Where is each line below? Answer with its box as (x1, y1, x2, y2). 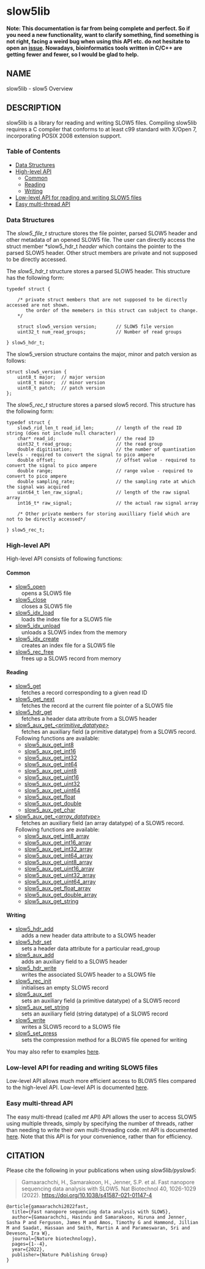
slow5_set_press (15, 1030, 58, 1037)
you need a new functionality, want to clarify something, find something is (6, 31, 199, 38)
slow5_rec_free (15, 648, 54, 655)
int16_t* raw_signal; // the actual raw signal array (17, 500, 199, 506)
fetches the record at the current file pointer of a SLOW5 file (21, 702, 173, 709)
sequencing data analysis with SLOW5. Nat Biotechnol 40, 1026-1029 (21, 1185, 196, 1192)
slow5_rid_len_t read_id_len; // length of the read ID (17, 425, 182, 431)
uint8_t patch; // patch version (17, 385, 105, 391)
